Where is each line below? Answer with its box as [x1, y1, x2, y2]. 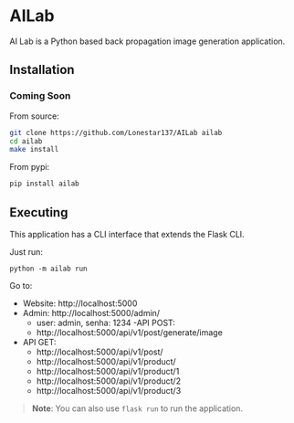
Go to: [9, 280, 33, 291]
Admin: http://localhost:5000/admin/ [22, 307, 161, 318]
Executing [9, 205, 68, 220]
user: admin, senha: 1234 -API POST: [36, 317, 176, 328]
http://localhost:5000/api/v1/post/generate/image [36, 326, 224, 338]
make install [9, 145, 59, 154]
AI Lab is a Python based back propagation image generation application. [9, 36, 286, 47]
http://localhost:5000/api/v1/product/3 [36, 385, 182, 396]
